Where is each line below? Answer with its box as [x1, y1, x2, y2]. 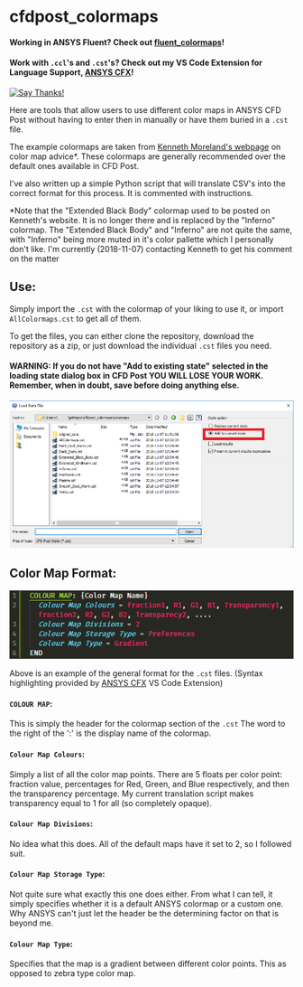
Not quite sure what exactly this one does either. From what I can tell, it [9, 888, 273, 899]
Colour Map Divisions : [9, 818, 93, 829]
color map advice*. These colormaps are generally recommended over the [9, 151, 286, 162]
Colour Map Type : [9, 938, 74, 949]
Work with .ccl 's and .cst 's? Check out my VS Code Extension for [9, 57, 263, 69]
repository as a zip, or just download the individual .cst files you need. [9, 340, 272, 351]
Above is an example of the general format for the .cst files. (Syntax [9, 668, 263, 679]
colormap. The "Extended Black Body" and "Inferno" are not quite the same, [9, 224, 293, 235]
